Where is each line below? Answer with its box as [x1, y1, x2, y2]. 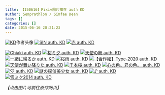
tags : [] [5, 16, 23, 21]
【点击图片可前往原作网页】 [5, 85, 62, 91]
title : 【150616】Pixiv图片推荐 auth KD [5, 7, 85, 12]
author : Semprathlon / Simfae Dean [5, 12, 78, 17]
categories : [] [5, 21, 36, 26]
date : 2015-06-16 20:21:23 [5, 25, 61, 30]
